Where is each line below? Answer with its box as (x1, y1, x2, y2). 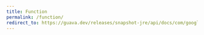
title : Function (6, 8, 47, 15)
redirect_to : (6, 20, 39, 26)
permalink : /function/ (6, 14, 64, 20)
